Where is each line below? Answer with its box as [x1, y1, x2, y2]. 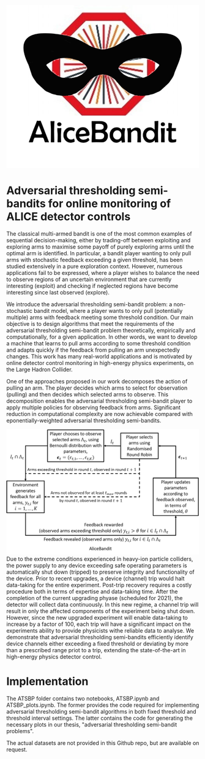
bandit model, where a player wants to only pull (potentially [33, 307, 183, 314]
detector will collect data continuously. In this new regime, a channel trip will [6, 601, 199, 609]
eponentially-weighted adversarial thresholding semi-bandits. [6, 417, 162, 424]
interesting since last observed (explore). [6, 289, 110, 296]
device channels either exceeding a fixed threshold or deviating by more [6, 640, 188, 647]
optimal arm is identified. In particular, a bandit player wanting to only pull [6, 250, 192, 256]
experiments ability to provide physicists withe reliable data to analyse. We [6, 627, 195, 634]
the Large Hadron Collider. [6, 366, 73, 373]
